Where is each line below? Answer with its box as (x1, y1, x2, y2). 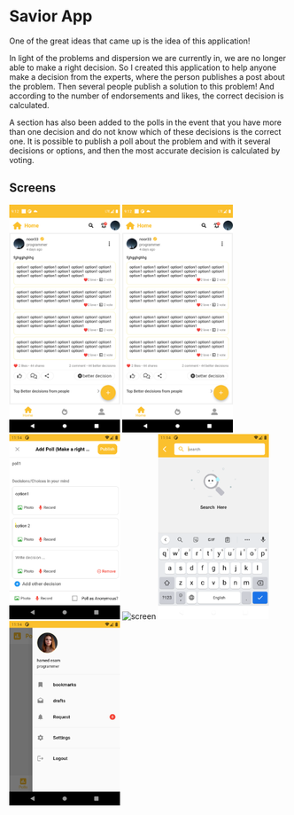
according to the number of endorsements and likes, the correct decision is (9, 90, 284, 101)
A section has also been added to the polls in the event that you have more (9, 117, 282, 128)
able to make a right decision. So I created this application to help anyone (9, 62, 277, 73)
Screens (9, 180, 56, 196)
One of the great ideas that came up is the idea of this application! (9, 35, 251, 46)
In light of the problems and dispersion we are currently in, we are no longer (9, 52, 286, 63)
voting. (9, 154, 35, 165)
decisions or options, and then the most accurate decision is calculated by (9, 145, 281, 156)
